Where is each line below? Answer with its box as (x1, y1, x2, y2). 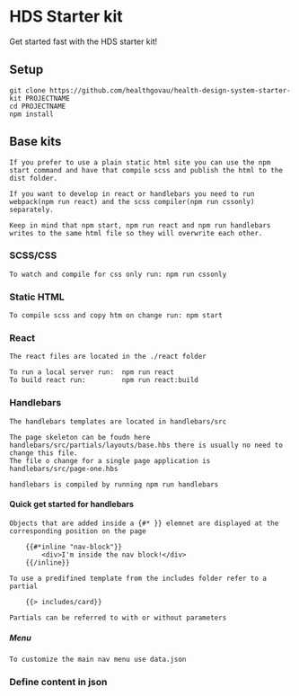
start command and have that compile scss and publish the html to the (9, 165, 283, 174)
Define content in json (9, 675, 108, 688)
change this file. (9, 448, 78, 458)
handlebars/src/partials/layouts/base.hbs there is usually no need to (9, 441, 283, 450)
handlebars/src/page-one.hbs (9, 464, 119, 473)
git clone (9, 85, 47, 95)
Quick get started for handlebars (9, 499, 135, 510)
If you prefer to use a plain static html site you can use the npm (9, 157, 271, 167)
